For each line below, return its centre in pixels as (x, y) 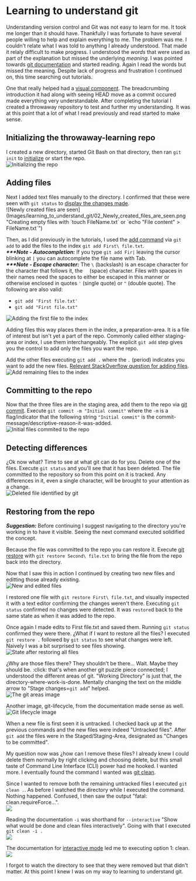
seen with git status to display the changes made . (68, 203)
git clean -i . (25, 831)
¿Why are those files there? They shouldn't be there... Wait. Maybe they (92, 663)
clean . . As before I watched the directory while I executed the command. (96, 790)
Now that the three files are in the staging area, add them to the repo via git (97, 404)
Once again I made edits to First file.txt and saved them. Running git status (98, 627)
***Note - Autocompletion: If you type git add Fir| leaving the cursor (93, 252)
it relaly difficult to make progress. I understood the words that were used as (98, 52)
